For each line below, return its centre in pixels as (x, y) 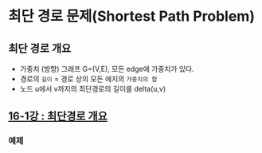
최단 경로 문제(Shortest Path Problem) (131, 16)
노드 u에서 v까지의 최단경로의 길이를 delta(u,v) (93, 89)
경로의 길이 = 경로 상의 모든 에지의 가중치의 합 (88, 79)
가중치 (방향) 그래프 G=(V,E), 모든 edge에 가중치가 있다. (107, 69)
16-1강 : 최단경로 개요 (58, 116)
